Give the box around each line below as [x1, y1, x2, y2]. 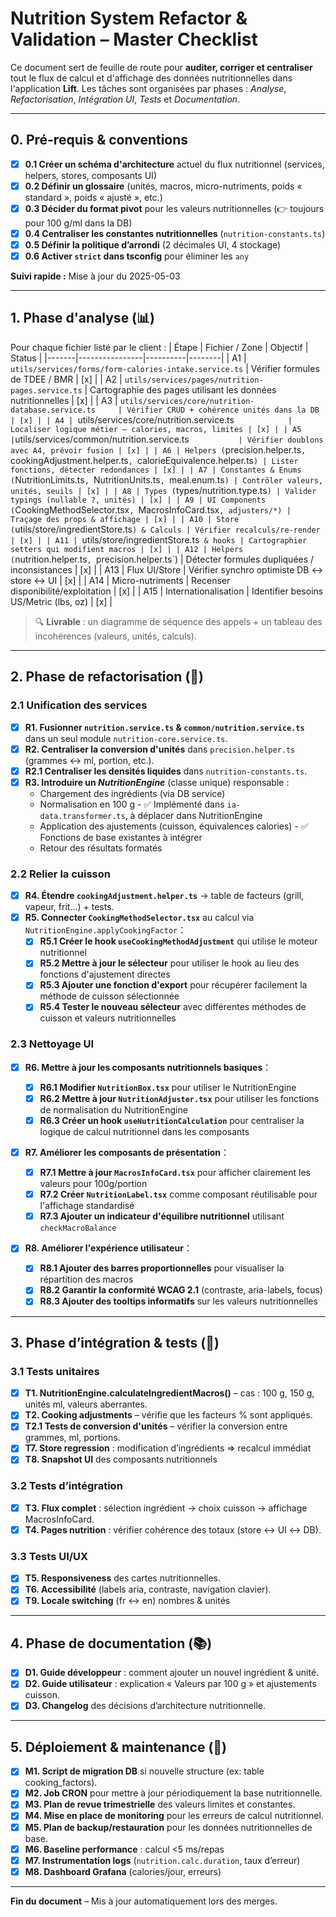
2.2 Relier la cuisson [10, 867, 111, 881]
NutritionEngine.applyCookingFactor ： [24, 924, 187, 936]
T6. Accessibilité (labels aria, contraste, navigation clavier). [24, 1583, 272, 1596]
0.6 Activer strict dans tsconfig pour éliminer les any [24, 250, 250, 262]
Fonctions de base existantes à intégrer [39, 831, 203, 843]
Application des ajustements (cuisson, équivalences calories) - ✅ [39, 820, 309, 832]
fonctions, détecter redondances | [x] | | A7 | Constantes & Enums [10, 465, 302, 475]
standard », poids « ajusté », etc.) [24, 191, 163, 203]
